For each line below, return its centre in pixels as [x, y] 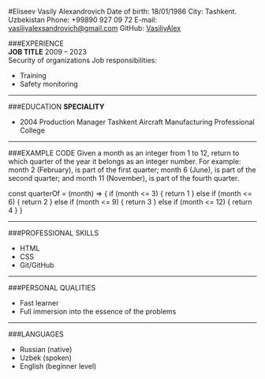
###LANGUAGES [36, 334]
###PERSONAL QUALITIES [52, 288]
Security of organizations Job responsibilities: [83, 60]
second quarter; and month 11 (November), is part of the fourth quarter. [124, 178]
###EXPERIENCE [36, 43]
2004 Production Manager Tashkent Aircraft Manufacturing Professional [137, 122]
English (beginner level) [58, 366]
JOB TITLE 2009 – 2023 [47, 52]
